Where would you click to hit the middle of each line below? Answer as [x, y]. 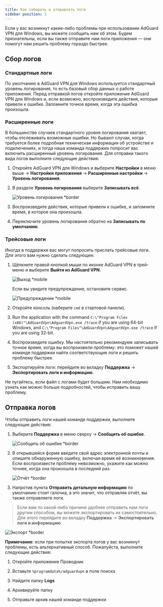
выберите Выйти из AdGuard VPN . [65, 270]
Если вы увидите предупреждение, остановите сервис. [70, 289]
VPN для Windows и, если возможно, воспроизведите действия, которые [81, 99]
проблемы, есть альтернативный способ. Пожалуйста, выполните [74, 547]
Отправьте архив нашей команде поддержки [59, 599]
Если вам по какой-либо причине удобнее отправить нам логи [82, 507]
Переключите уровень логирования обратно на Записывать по [79, 221]
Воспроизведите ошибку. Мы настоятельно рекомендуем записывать [85, 342]
